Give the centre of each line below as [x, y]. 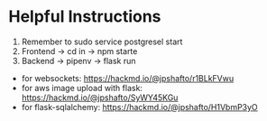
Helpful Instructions [85, 17]
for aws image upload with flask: [82, 88]
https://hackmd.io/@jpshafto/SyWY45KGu [100, 98]
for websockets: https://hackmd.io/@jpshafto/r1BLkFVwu [128, 78]
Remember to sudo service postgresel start [102, 42]
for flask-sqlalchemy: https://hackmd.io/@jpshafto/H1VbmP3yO [139, 107]
